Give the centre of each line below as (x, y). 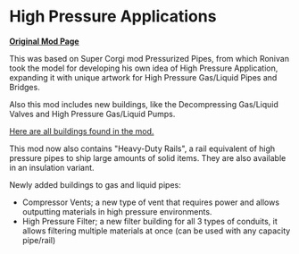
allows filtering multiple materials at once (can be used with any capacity (156, 231)
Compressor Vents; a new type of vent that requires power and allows (150, 202)
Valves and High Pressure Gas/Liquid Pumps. (92, 114)
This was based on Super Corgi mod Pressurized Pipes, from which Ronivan (149, 58)
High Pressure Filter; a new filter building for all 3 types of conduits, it (150, 221)
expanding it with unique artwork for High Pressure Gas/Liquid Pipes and (143, 77)
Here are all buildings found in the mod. (82, 131)
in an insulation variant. (52, 167)
